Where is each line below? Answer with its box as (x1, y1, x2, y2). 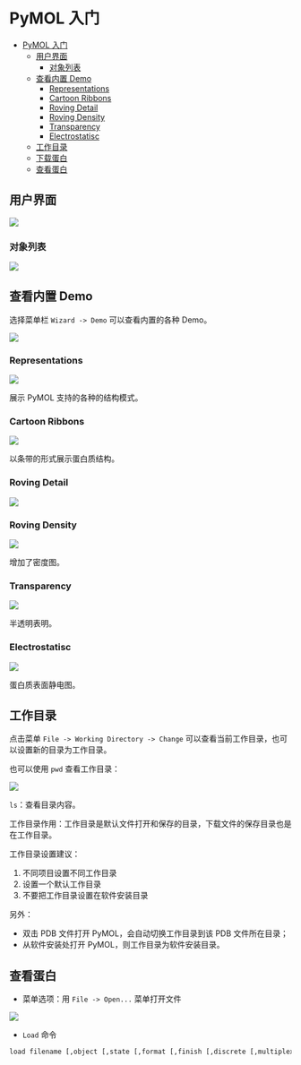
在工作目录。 (9, 829, 56, 840)
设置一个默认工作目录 (21, 879, 101, 889)
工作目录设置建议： (9, 848, 81, 860)
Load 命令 (21, 1029, 57, 1040)
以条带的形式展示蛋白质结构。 (9, 453, 119, 464)
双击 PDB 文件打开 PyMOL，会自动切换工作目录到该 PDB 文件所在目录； (21, 928, 289, 939)
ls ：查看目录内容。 (9, 799, 81, 811)
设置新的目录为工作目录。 (16, 744, 112, 755)
